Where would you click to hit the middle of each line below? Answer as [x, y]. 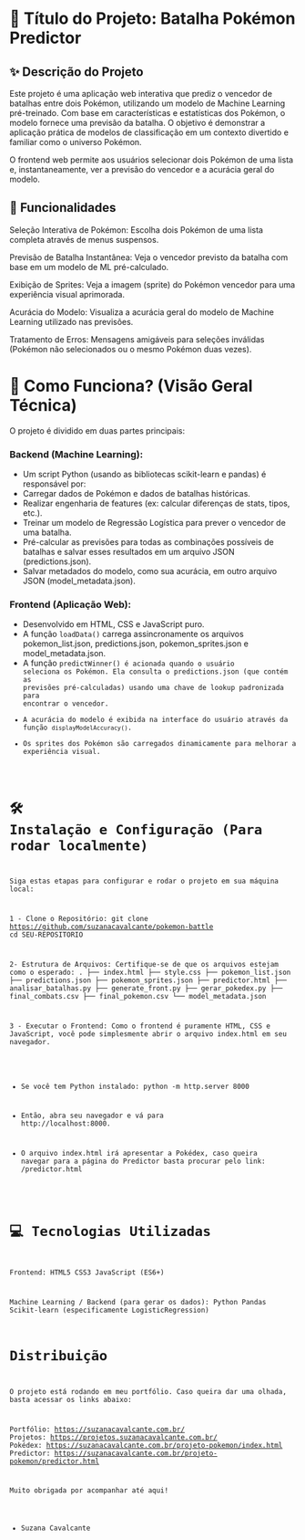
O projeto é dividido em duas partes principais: [97, 430]
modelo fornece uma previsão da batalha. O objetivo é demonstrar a [137, 123]
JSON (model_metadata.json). [79, 581]
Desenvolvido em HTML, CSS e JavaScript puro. [113, 624]
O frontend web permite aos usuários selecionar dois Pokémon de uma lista [152, 160]
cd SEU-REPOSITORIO [46, 935]
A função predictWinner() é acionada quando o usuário [128, 663]
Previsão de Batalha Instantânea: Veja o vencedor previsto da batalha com [149, 257]
